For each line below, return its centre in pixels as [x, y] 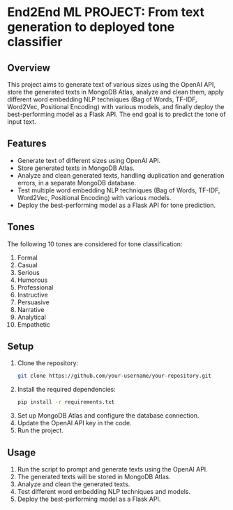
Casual [27, 265]
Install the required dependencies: [67, 390]
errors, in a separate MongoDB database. [77, 183]
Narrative [31, 309]
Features [27, 144]
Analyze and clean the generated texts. [74, 484]
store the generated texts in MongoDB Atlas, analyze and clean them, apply [116, 92]
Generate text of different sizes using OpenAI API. [89, 160]
